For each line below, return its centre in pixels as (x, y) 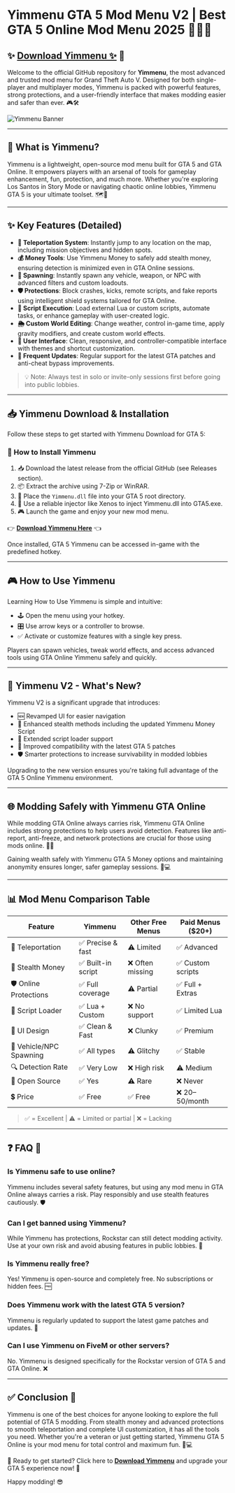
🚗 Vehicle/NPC (35, 1046)
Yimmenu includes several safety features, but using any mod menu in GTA (115, 1187)
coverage (94, 993)
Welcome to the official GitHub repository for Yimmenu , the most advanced (116, 72)
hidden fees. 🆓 (30, 1287)
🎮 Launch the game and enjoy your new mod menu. (93, 511)
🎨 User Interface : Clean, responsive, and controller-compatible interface (122, 341)
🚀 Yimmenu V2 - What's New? (74, 686)
